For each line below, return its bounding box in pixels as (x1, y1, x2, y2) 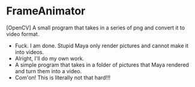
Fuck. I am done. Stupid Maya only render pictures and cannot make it (14, 42, 189, 49)
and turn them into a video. (14, 67, 82, 74)
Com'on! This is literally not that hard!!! (14, 74, 111, 81)
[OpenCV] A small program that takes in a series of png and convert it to (6, 24, 185, 31)
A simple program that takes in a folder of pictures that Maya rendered (14, 61, 189, 68)
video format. (6, 30, 40, 37)
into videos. (14, 48, 44, 55)
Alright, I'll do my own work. (14, 55, 85, 62)
